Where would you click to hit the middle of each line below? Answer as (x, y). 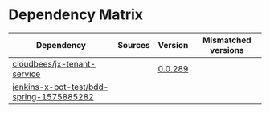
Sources (134, 45)
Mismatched (227, 40)
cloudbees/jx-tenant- (54, 63)
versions (227, 50)
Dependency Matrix (76, 15)
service (27, 74)
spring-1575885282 (53, 96)
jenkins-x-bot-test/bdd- (61, 87)
